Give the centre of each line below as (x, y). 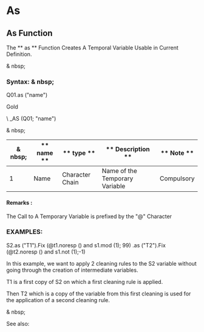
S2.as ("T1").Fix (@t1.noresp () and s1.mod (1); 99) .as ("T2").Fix (86, 245)
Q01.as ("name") (27, 95)
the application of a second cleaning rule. (58, 300)
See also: (18, 323)
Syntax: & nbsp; (30, 82)
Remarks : (19, 202)
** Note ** (177, 153)
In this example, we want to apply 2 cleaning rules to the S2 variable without (102, 263)
